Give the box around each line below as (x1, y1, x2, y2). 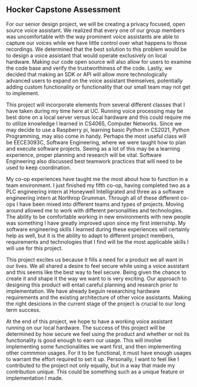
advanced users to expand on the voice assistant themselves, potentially (6, 77, 183, 84)
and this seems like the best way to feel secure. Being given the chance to (6, 269, 187, 276)
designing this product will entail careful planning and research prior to (6, 281, 178, 288)
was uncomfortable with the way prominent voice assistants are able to (6, 33, 179, 40)
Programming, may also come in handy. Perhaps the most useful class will (6, 133, 187, 140)
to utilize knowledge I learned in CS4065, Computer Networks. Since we (6, 120, 182, 127)
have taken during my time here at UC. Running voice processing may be (6, 107, 184, 114)
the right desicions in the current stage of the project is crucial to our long (6, 300, 186, 307)
